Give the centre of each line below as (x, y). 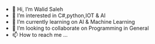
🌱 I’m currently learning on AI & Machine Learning (73, 22)
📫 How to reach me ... (40, 35)
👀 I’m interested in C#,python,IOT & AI (59, 15)
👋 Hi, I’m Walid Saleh (37, 9)
